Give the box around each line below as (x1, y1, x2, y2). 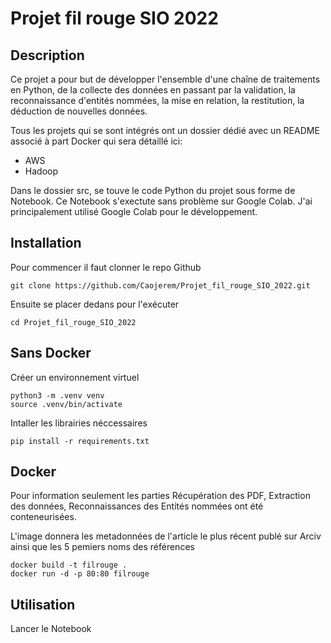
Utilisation (10, 596, 76, 613)
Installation (10, 235, 82, 252)
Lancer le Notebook (10, 623, 92, 635)
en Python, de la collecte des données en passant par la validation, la (10, 84, 296, 96)
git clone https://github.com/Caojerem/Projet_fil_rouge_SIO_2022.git (10, 280, 311, 291)
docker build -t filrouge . (10, 560, 128, 571)
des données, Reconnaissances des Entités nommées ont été (10, 500, 264, 512)
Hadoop (24, 165, 58, 177)
